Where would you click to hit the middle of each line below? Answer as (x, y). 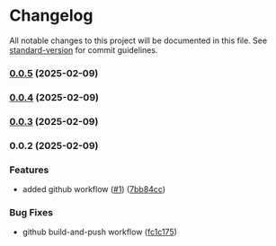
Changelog (51, 16)
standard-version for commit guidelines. (84, 49)
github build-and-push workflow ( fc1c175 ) (100, 232)
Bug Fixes (31, 212)
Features (29, 170)
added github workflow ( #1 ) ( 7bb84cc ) (94, 189)
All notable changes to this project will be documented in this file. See (138, 40)
